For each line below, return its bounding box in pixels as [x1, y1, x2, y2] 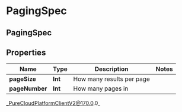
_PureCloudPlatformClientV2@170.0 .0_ [6, 100, 101, 107]
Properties [6, 47, 46, 57]
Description [94, 65, 129, 73]
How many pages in [73, 84, 129, 93]
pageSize [9, 75, 37, 83]
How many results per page [73, 75, 150, 83]
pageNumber [9, 84, 47, 93]
